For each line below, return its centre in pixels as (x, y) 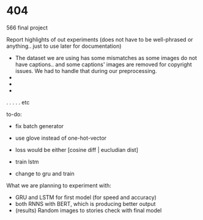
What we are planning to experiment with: (59, 185)
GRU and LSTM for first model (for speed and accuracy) (86, 197)
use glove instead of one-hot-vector (61, 138)
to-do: (14, 114)
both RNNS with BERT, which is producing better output (85, 203)
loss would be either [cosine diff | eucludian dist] (77, 150)
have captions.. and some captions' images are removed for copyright (104, 64)
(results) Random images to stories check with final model (88, 210)
